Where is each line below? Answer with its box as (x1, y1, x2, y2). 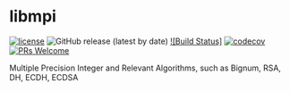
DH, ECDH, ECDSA (9, 71, 79, 82)
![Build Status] (169, 36, 223, 46)
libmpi (9, 6, 56, 27)
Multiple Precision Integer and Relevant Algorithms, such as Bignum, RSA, (9, 62, 282, 73)
